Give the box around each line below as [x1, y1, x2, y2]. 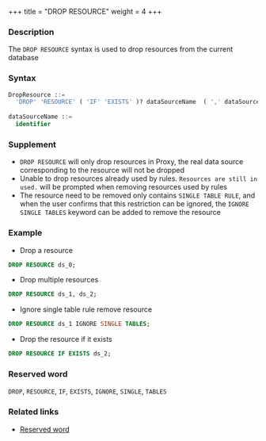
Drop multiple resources [19, 275, 99, 285]
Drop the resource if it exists [19, 335, 112, 344]
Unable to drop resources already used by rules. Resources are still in [19, 174, 257, 183]
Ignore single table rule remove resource [19, 305, 153, 314]
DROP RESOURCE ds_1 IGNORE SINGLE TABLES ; [8, 320, 150, 328]
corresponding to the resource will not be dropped [19, 166, 184, 175]
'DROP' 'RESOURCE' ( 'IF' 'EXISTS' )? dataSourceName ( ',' [15, 98, 222, 106]
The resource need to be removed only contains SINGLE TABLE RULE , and [19, 190, 256, 201]
